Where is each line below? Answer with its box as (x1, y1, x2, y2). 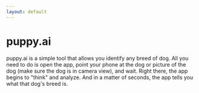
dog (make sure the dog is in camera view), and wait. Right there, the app (6, 67, 188, 74)
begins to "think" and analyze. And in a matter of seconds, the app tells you (6, 73, 194, 81)
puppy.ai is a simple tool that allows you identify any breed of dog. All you (6, 55, 189, 62)
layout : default (6, 8, 47, 15)
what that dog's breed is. (6, 80, 68, 87)
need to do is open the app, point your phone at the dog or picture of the (6, 61, 186, 68)
